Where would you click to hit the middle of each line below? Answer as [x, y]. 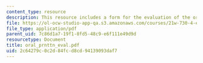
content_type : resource [36, 12]
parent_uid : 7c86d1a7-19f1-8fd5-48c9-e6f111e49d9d [71, 34]
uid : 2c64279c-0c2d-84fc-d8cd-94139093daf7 [62, 51]
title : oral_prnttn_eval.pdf [43, 46]
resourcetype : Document [36, 40]
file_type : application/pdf [42, 28]
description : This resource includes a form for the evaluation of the [98, 17]
